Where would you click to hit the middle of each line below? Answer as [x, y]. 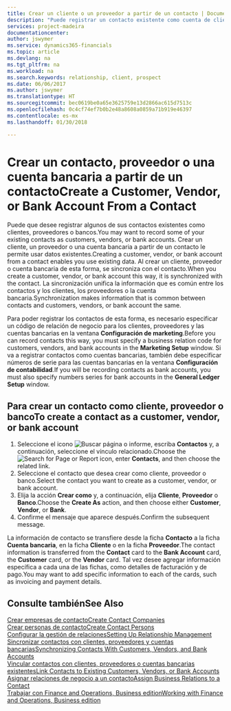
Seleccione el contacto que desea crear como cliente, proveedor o [111, 473]
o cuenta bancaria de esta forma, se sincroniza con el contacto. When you [112, 269]
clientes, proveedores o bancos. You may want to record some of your [106, 232]
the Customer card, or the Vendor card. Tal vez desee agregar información [114, 560]
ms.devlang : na [29, 58]
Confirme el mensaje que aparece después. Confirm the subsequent [113, 517]
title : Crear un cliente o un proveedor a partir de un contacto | [106, 13]
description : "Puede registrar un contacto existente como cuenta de [109, 20]
